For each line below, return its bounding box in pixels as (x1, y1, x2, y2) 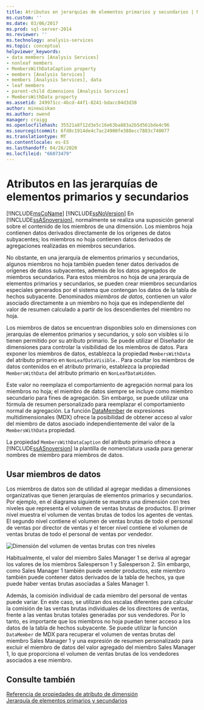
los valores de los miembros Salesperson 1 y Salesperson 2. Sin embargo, (6, 561, 191, 568)
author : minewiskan (6, 105, 56, 112)
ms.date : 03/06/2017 (6, 20, 59, 26)
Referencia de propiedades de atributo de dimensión (6, 690, 138, 698)
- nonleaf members (6, 60, 53, 66)
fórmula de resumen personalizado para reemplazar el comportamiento (6, 400, 185, 408)
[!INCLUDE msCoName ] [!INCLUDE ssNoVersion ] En (6, 210, 134, 217)
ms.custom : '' (6, 15, 42, 21)
